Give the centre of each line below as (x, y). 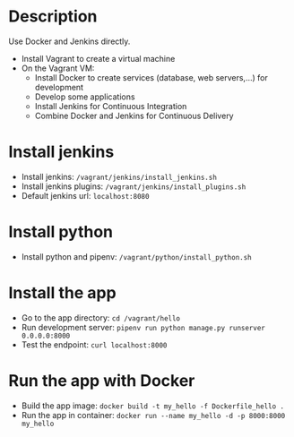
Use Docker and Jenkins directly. (69, 41)
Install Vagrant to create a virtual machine (98, 58)
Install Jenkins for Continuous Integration (111, 106)
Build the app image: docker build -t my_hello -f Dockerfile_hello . (152, 406)
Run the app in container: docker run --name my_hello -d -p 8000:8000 (153, 415)
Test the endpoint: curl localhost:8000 (94, 344)
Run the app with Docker (102, 380)
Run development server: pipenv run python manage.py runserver (143, 327)
